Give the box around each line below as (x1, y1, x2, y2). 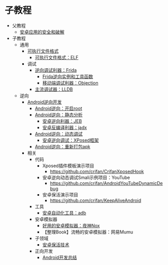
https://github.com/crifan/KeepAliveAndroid (50, 197, 142, 203)
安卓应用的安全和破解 (19, 29, 64, 35)
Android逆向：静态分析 (35, 112, 83, 118)
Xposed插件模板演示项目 (42, 163, 94, 169)
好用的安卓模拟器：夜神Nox (42, 222, 100, 228)
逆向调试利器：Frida (35, 67, 77, 73)
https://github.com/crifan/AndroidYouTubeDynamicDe (50, 180, 163, 186)
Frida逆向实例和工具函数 (42, 73, 93, 79)
